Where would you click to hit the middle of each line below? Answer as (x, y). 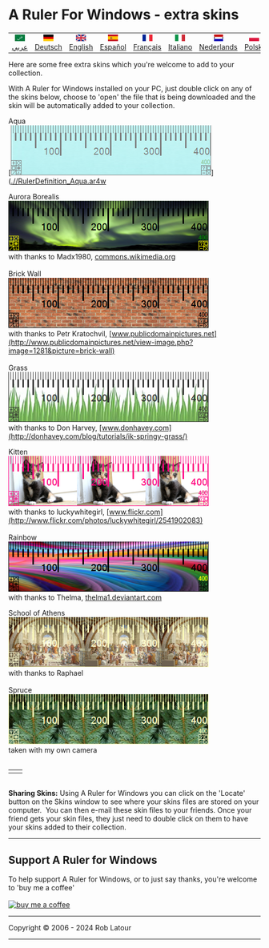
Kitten (18, 452)
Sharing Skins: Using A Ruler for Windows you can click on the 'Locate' (127, 793)
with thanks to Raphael (46, 673)
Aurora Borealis (34, 197)
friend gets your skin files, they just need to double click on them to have (128, 819)
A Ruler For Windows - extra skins (124, 15)
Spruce (20, 690)
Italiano (180, 46)
